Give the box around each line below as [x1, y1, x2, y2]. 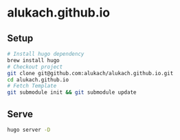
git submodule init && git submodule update [7, 89, 137, 96]
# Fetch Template [7, 83, 57, 90]
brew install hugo [7, 57, 60, 63]
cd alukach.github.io [7, 76, 69, 83]
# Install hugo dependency [7, 50, 85, 57]
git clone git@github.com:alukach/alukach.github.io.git [7, 70, 174, 77]
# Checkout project [7, 63, 63, 70]
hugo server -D [7, 126, 51, 133]
